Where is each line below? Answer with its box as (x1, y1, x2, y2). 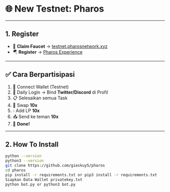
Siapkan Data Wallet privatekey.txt (5, 177, 82, 182)
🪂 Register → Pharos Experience (12, 49, 82, 55)
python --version (5, 153, 42, 159)
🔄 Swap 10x (12, 102, 38, 108)
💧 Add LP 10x (12, 107, 40, 113)
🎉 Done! (12, 121, 30, 127)
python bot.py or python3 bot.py (5, 182, 76, 187)
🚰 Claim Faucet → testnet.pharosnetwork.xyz (12, 43, 108, 49)
